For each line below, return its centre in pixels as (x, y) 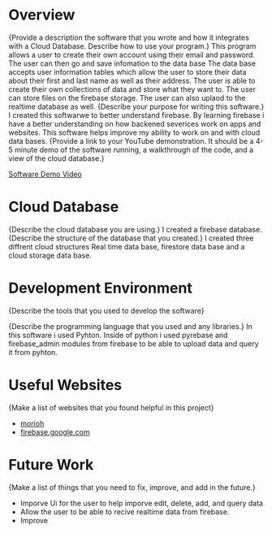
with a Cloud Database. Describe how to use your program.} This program (132, 45)
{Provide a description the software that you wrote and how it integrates (129, 37)
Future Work (51, 464)
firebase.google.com (55, 431)
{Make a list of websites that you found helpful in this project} (111, 407)
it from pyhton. (33, 352)
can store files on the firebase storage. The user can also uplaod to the (127, 97)
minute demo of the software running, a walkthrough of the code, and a (134, 149)
